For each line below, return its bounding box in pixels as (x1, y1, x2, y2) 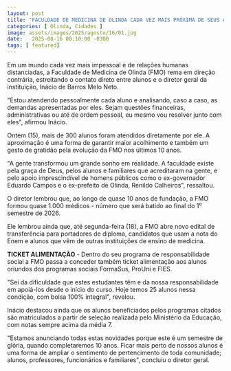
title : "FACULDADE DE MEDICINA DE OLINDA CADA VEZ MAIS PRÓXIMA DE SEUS (7, 16, 220, 23)
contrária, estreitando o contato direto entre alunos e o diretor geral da (7, 76, 208, 83)
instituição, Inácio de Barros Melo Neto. (7, 83, 119, 91)
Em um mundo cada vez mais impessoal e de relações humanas (7, 61, 189, 69)
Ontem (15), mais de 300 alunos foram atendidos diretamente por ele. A (7, 131, 210, 139)
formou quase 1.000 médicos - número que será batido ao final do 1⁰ (7, 202, 202, 210)
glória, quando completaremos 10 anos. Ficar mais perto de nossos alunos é (7, 341, 223, 349)
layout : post (7, 10, 45, 17)
